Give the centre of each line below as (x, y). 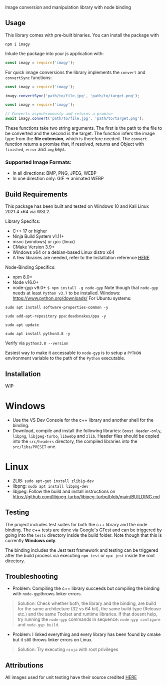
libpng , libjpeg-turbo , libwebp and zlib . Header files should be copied (86, 436)
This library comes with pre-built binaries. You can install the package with (82, 35)
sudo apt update (22, 325)
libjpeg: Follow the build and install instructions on (64, 491)
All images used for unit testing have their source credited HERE (71, 677)
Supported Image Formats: (38, 162)
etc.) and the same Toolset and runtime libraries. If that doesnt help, (87, 614)
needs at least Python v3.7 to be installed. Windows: (66, 293)
